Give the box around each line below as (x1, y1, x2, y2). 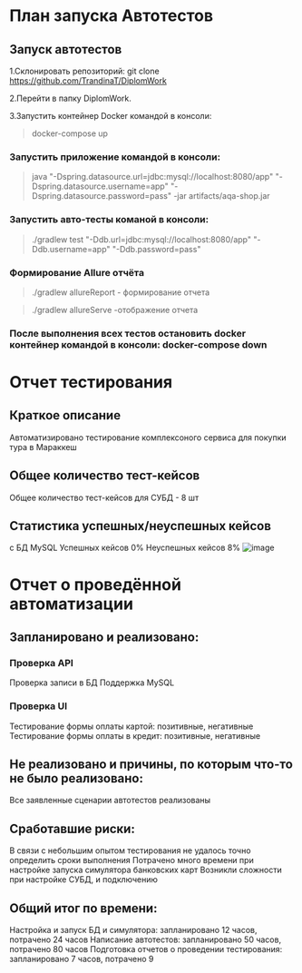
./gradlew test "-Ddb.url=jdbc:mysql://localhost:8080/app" (31, 233, 252, 245)
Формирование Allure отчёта (9, 266, 145, 279)
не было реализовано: (9, 771, 143, 786)
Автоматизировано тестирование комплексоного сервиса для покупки (9, 432, 287, 443)
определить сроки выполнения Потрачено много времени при (9, 855, 254, 866)
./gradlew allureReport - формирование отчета (31, 287, 210, 298)
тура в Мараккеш (9, 441, 77, 452)
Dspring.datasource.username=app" (31, 181, 170, 192)
